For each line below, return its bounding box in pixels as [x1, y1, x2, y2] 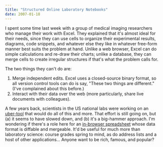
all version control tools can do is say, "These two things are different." [12, 80, 155, 86]
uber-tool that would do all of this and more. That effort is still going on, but [5, 110, 156, 116]
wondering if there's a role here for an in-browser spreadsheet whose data [5, 121, 155, 127]
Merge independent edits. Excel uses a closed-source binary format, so [12, 75, 157, 81]
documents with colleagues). [12, 96, 71, 102]
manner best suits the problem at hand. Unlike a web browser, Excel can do [5, 46, 157, 52]
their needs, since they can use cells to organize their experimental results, [5, 35, 156, 42]
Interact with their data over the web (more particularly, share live [12, 91, 144, 97]
